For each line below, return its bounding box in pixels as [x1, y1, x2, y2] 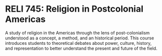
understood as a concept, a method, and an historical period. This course [5, 35, 154, 41]
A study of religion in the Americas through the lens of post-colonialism [5, 30, 150, 36]
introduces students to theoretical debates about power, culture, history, [5, 40, 152, 46]
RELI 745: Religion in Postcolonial [5, 3, 144, 15]
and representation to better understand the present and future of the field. [5, 45, 158, 51]
